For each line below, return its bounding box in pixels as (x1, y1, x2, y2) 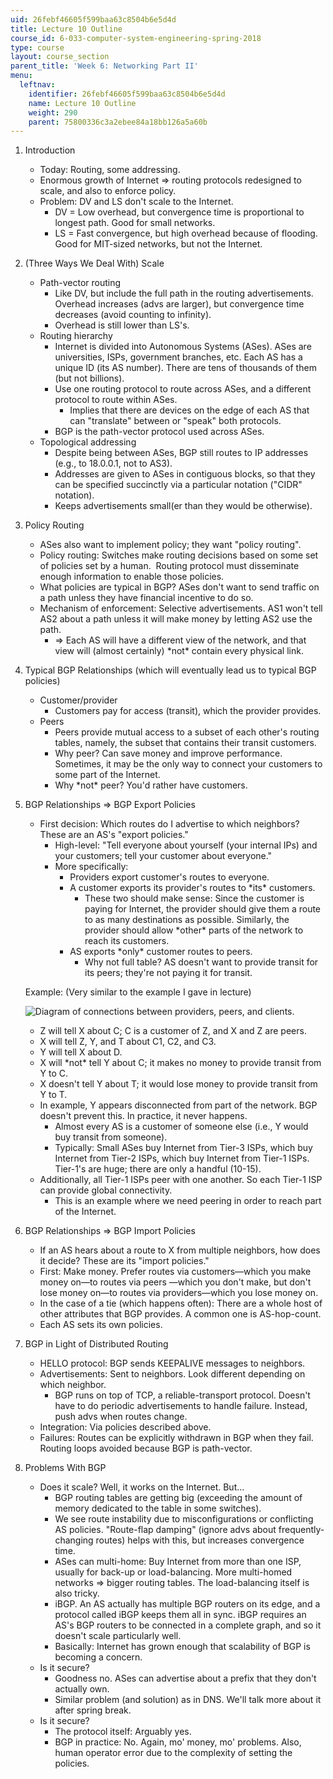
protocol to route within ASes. (54, 394, 178, 406)
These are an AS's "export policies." (39, 829, 189, 841)
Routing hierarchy (39, 330, 113, 342)
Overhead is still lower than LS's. (54, 319, 190, 331)
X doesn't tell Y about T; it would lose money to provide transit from (39, 1078, 318, 1090)
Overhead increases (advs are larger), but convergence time (54, 298, 305, 310)
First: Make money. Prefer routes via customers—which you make (39, 1266, 312, 1278)
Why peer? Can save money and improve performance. (54, 747, 283, 760)
